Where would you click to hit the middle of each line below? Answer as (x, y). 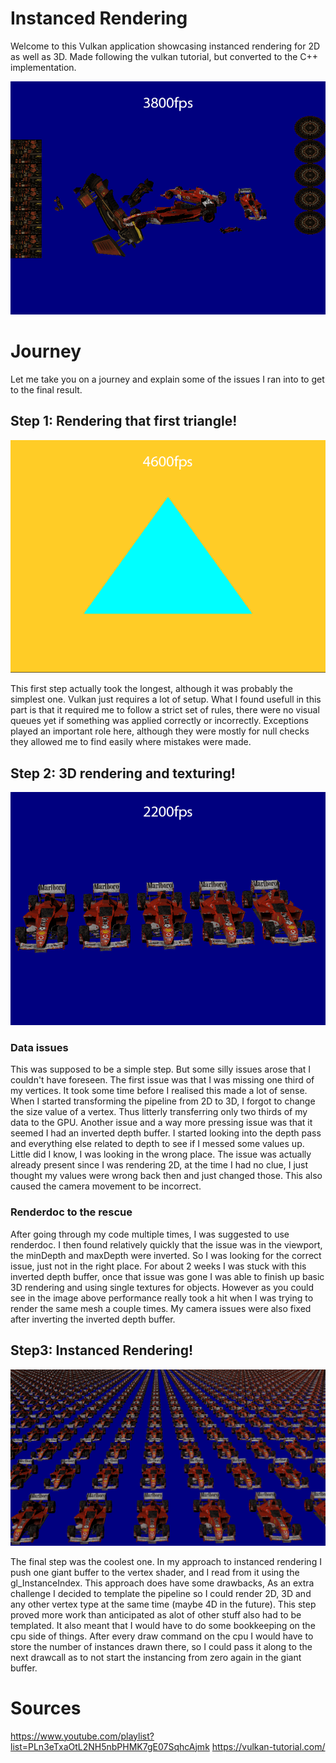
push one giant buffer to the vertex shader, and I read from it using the (155, 1572)
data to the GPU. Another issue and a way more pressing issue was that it (161, 1123)
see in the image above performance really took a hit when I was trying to (162, 1298)
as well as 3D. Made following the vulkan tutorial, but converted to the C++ (164, 56)
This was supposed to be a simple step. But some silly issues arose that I (161, 1069)
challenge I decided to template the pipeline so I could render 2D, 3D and (161, 1593)
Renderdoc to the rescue (71, 1212)
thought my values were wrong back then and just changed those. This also (166, 1176)
